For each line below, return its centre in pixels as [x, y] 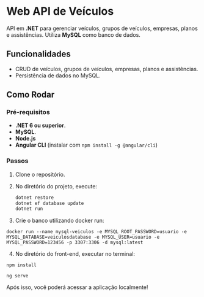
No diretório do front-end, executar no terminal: [75, 254]
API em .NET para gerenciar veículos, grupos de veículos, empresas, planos [102, 28]
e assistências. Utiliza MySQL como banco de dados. [73, 34]
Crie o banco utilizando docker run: [60, 221]
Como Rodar [31, 95]
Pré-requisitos [28, 112]
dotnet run [29, 209]
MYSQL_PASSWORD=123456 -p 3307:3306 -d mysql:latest [75, 243]
